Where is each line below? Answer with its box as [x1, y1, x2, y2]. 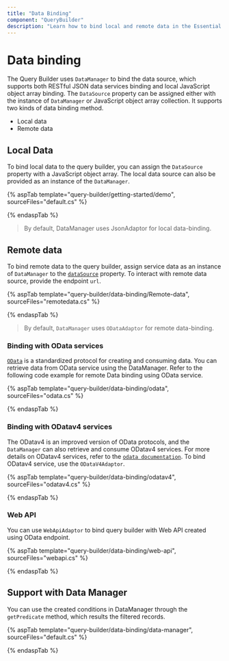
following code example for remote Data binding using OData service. [7, 371, 204, 379]
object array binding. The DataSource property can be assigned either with [7, 90, 216, 98]
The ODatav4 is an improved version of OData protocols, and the [7, 438, 190, 446]
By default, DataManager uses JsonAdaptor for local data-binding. [23, 224, 212, 233]
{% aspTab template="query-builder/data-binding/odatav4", [7, 473, 176, 481]
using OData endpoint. [7, 533, 70, 541]
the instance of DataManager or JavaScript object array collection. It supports [7, 97, 222, 105]
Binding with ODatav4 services [7, 422, 113, 432]
